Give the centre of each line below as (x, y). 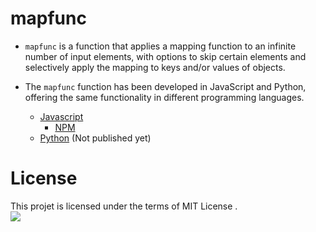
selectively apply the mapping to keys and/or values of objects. (155, 67)
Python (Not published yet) (95, 138)
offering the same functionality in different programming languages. (164, 97)
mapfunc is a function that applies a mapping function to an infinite (160, 46)
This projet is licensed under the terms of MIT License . (124, 206)
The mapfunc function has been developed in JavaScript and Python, (165, 86)
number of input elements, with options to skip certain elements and (165, 56)
